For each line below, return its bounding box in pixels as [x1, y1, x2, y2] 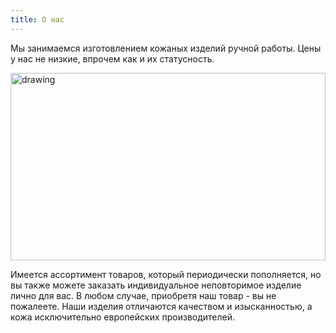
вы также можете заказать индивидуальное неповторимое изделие [10, 279, 302, 291]
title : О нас [10, 14, 65, 25]
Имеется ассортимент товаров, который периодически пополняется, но [10, 268, 322, 280]
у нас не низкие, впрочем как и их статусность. [10, 52, 215, 65]
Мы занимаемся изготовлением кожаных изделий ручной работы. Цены [10, 42, 322, 54]
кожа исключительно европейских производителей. [10, 311, 236, 323]
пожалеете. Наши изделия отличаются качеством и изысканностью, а [10, 300, 313, 312]
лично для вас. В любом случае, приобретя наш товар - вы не [10, 289, 277, 301]
